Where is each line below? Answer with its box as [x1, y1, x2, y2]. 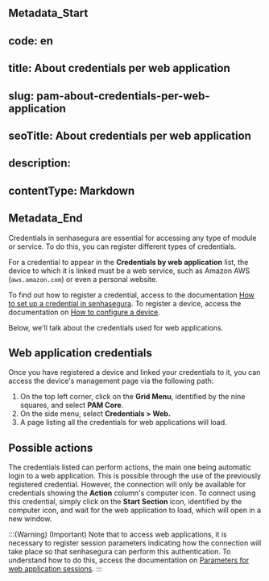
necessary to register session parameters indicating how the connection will [8, 538, 262, 548]
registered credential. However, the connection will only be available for [8, 480, 246, 490]
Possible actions [8, 440, 93, 455]
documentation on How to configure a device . [8, 307, 161, 317]
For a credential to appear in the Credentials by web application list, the [8, 257, 249, 267]
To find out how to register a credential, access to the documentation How [8, 290, 255, 300]
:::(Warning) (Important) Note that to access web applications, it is [8, 529, 227, 540]
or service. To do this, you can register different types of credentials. [8, 242, 237, 251]
